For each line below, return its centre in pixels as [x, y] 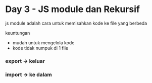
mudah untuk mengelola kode [43, 43]
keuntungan [18, 33]
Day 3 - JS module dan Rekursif [73, 9]
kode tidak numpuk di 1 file [40, 48]
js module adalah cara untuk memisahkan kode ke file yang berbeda [76, 23]
